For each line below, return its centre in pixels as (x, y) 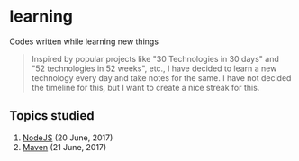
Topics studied (52, 116)
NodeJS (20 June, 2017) (68, 138)
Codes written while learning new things (84, 41)
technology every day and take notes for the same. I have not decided (161, 77)
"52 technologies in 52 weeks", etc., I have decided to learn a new (154, 68)
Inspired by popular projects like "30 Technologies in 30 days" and (155, 58)
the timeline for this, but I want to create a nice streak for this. (145, 87)
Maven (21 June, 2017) (64, 147)
